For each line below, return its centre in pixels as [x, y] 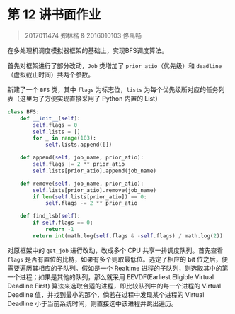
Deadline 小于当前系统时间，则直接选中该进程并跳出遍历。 [92, 303]
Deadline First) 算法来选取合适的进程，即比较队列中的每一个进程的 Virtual [114, 286]
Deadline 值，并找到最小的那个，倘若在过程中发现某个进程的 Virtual [106, 294]
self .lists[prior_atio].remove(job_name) [95, 190]
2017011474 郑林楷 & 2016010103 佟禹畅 [83, 35]
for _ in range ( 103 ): [65, 138]
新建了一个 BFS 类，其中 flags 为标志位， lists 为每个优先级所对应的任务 [113, 89]
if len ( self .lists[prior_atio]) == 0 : [90, 197]
